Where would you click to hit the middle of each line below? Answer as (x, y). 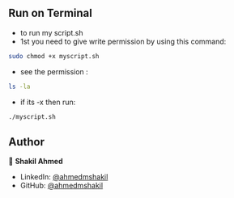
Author (26, 142)
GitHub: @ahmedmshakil (62, 186)
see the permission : (54, 71)
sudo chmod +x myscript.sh (54, 56)
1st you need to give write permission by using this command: (123, 41)
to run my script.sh (51, 32)
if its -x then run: (48, 102)
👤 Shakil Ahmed (36, 162)
